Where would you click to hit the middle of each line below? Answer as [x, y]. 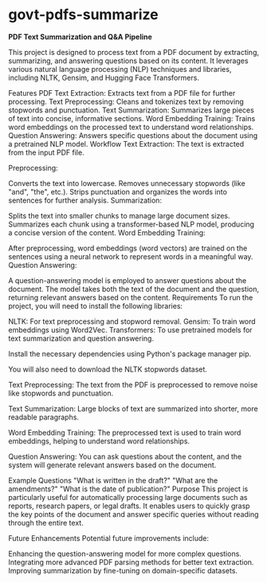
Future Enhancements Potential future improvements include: [109, 538]
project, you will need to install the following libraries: [96, 305]
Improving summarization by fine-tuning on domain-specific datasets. [123, 570]
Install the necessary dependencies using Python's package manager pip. [130, 353]
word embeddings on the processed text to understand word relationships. [131, 127]
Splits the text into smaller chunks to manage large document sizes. [119, 215]
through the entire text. [46, 522]
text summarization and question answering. [81, 338]
